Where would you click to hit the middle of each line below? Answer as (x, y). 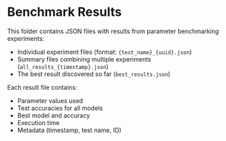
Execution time (38, 122)
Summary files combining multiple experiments (84, 59)
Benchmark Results (65, 12)
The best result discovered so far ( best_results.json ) (94, 74)
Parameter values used (50, 100)
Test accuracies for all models (60, 108)
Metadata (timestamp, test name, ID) (69, 130)
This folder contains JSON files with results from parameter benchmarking (113, 31)
